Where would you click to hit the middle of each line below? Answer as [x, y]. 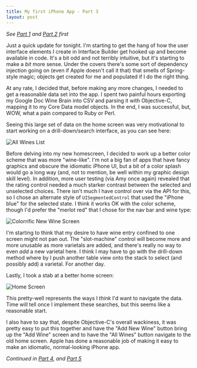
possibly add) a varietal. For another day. [56, 264]
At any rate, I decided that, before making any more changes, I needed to [95, 88]
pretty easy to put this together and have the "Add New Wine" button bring [96, 328]
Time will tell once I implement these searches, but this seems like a [88, 304]
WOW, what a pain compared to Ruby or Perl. [61, 113]
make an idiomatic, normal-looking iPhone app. [63, 347]
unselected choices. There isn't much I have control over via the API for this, [98, 191]
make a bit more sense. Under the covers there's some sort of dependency [97, 64]
